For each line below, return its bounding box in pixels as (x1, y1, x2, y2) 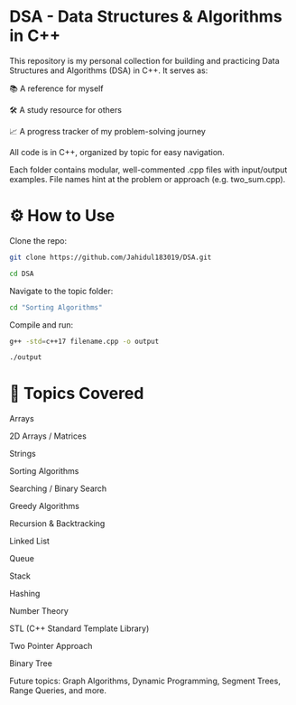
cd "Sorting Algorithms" (9, 302, 103, 312)
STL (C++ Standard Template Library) (9, 623, 150, 634)
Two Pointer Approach (9, 641, 93, 652)
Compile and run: (9, 319, 74, 330)
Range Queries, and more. (9, 685, 106, 696)
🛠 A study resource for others (9, 104, 122, 115)
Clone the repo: (9, 235, 68, 246)
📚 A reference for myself (9, 83, 104, 94)
